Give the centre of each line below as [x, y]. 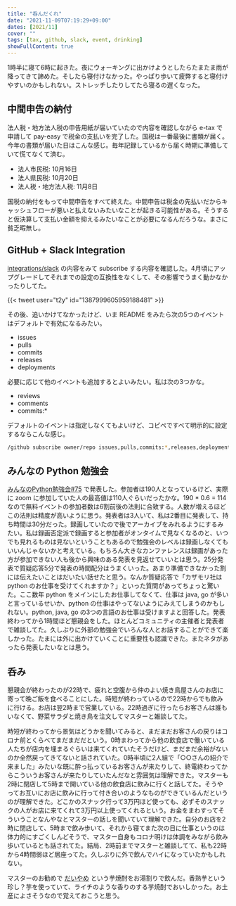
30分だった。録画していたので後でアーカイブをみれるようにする [124, 524]
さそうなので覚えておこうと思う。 [75, 896]
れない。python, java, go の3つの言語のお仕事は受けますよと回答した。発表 [117, 612]
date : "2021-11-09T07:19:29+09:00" [59, 20]
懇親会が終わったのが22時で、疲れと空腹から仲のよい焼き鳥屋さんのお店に [116, 690]
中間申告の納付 [40, 109]
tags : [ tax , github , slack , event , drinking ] [75, 40]
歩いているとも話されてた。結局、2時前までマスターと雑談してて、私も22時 [117, 846]
